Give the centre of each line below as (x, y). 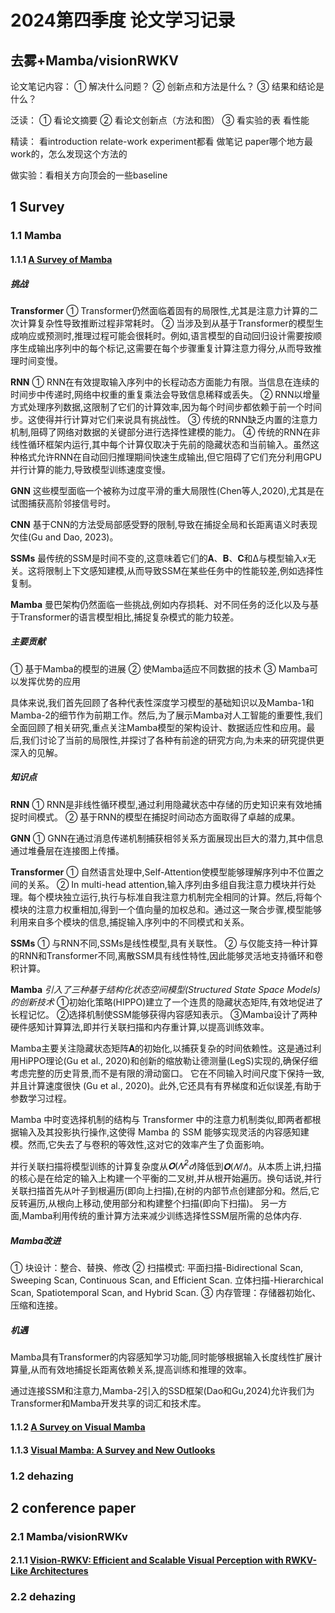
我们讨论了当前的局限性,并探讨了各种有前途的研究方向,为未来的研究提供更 (173, 740)
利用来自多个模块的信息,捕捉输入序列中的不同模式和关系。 (130, 922)
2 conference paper (73, 1507)
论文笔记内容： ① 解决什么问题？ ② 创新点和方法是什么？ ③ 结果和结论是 (167, 86)
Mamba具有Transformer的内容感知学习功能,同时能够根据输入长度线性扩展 (162, 1357)
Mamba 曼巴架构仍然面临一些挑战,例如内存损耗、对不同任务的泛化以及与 (160, 604)
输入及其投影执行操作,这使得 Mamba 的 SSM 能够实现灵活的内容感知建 (164, 1132)
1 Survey (37, 207)
